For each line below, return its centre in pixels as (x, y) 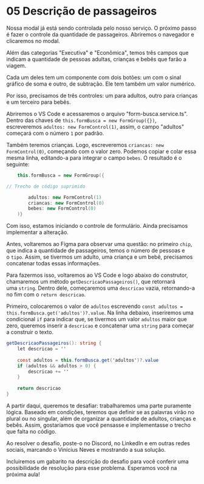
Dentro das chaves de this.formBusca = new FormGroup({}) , (81, 120)
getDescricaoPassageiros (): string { (54, 343)
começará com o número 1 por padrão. (55, 133)
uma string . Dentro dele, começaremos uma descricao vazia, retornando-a (101, 288)
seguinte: (18, 164)
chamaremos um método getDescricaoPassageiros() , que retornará (91, 282)
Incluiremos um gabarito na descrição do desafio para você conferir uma (98, 461)
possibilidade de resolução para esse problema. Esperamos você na (92, 468)
